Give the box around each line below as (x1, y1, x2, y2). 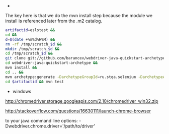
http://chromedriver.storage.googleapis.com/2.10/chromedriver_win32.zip (5, 98, 158, 104)
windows (12, 88, 32, 94)
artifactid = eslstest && (5, 28, 55, 33)
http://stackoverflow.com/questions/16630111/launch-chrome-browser (5, 108, 151, 114)
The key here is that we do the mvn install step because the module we (5, 13, 152, 18)
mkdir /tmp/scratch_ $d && (5, 46, 59, 51)
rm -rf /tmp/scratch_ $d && (5, 41, 62, 47)
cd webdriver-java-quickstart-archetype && (5, 60, 98, 65)
